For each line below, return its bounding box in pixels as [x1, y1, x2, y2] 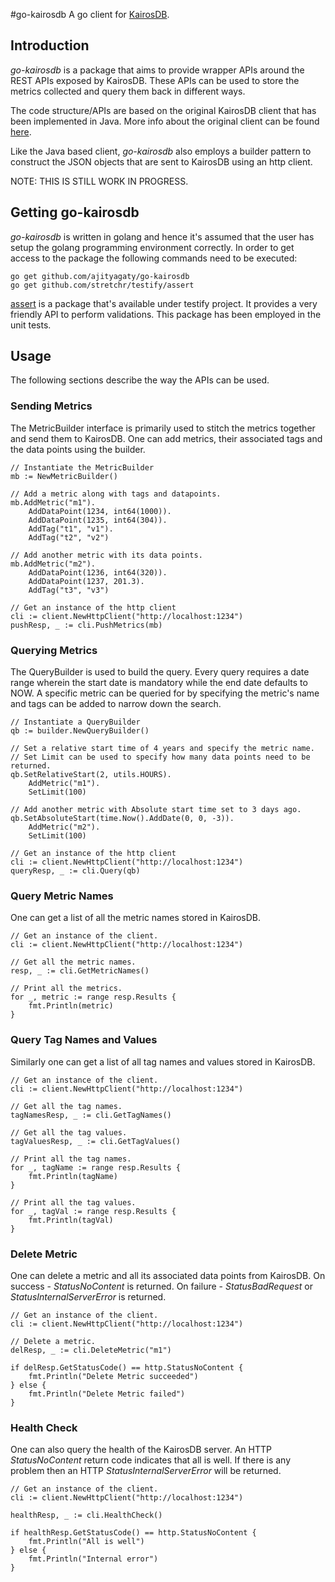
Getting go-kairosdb [10, 204, 140, 221]
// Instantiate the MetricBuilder [10, 462, 155, 473]
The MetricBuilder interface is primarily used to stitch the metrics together [10, 422, 316, 434]
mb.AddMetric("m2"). [10, 559, 97, 569]
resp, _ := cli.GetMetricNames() [10, 966, 150, 976]
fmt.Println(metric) [28, 1001, 114, 1011]
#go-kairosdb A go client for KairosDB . [10, 9, 170, 20]
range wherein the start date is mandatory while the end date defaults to [10, 677, 308, 689]
